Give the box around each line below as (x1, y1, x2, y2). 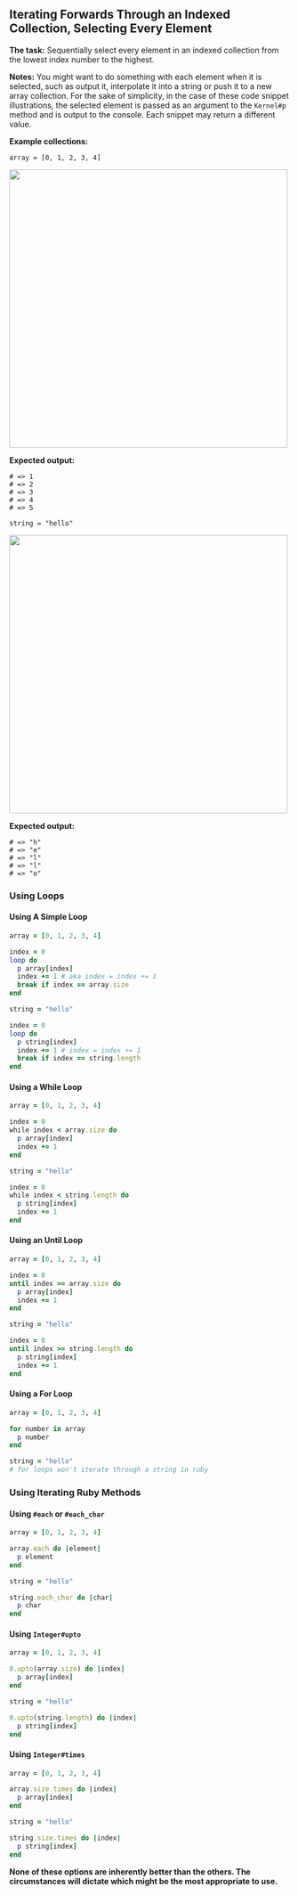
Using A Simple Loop (9, 912, 88, 923)
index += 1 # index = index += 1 (17, 1045, 141, 1054)
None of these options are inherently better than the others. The (9, 1866, 251, 1877)
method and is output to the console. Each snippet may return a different (9, 109, 276, 119)
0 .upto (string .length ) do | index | (9, 1713, 138, 1722)
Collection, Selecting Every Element (9, 21, 213, 37)
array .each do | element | (9, 1544, 101, 1553)
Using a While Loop (9, 1081, 83, 1092)
